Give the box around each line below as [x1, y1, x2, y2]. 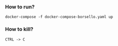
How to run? [5, 3, 35, 10]
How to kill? [5, 26, 33, 33]
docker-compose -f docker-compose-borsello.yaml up [5, 15, 113, 20]
